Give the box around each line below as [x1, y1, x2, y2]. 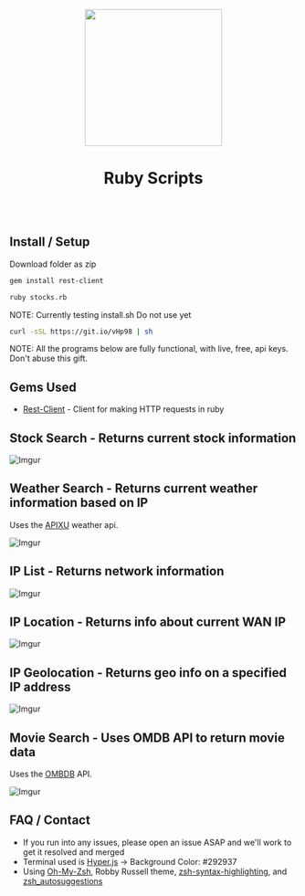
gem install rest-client [9, 276, 104, 285]
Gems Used [9, 379, 78, 395]
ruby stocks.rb [9, 292, 68, 301]
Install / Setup [9, 234, 90, 250]
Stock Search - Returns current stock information [9, 430, 297, 446]
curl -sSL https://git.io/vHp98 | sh [9, 327, 153, 336]
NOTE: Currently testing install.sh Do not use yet [9, 309, 192, 320]
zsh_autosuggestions [22, 875, 103, 886]
